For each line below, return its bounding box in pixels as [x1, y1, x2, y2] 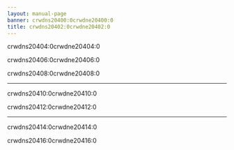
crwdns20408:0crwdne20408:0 [7, 69, 100, 77]
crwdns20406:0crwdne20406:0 [7, 56, 100, 64]
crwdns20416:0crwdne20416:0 [7, 137, 97, 145]
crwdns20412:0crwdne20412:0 [7, 103, 97, 112]
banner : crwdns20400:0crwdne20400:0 [7, 17, 114, 24]
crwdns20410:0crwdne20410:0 [7, 89, 97, 98]
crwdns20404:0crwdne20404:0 [7, 43, 100, 51]
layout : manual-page [7, 10, 68, 17]
